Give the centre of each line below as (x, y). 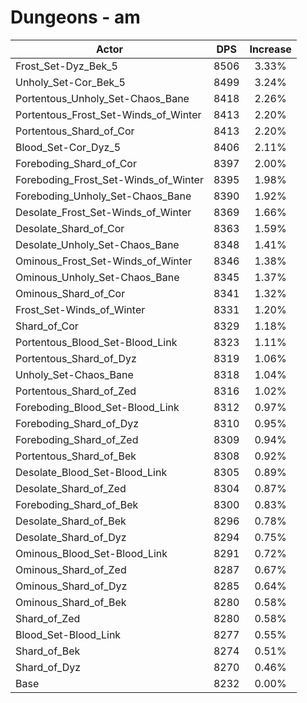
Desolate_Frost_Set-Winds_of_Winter (103, 212)
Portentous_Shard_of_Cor (75, 131)
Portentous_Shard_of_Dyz (76, 358)
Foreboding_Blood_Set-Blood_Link (97, 407)
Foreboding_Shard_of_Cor (76, 163)
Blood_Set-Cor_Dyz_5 (68, 147)
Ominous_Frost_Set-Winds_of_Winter (104, 261)
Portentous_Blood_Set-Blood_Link (96, 342)
